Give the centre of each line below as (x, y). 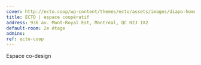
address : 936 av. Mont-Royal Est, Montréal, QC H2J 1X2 (77, 22)
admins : (16, 34)
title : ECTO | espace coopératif (48, 17)
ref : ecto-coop (25, 39)
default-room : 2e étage (36, 28)
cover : (14, 12)
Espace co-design (29, 56)
